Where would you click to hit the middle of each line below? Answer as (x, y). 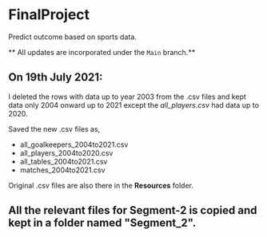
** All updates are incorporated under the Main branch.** (102, 52)
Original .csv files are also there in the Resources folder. (101, 185)
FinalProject (49, 15)
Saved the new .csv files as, (54, 128)
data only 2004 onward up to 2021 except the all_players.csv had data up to (134, 105)
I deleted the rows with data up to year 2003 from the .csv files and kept (127, 97)
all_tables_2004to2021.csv (64, 161)
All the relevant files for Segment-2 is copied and (133, 210)
